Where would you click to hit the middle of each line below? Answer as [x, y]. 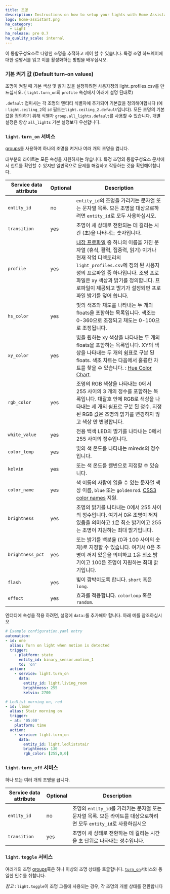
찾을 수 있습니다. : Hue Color [119, 368]
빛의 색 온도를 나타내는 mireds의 [113, 448]
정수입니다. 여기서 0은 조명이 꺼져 [120, 515]
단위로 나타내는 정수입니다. [114, 841]
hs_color [18, 316]
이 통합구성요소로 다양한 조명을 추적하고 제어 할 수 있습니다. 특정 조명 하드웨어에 [84, 53]
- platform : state [34, 655]
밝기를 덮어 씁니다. [108, 296]
